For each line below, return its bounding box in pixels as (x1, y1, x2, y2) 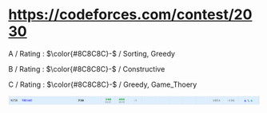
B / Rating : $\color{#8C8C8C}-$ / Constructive (8, 64, 165, 73)
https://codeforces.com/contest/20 (8, 6, 253, 24)
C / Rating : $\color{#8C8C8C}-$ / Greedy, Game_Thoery (8, 80, 197, 89)
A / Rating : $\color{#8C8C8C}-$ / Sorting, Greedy (8, 49, 176, 58)
